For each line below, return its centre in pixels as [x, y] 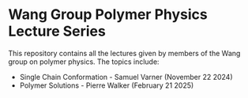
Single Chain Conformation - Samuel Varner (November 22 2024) [126, 77]
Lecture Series [57, 31]
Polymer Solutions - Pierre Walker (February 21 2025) [107, 85]
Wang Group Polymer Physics [108, 15]
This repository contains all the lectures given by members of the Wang [124, 53]
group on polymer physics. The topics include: [84, 62]
